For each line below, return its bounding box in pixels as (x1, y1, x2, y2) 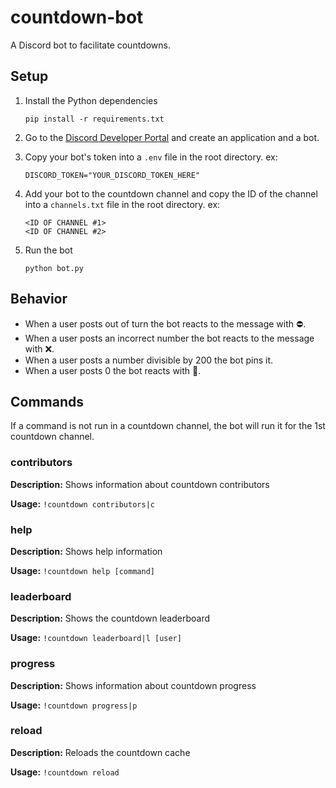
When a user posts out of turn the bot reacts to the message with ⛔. (24, 317, 307, 330)
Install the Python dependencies (24, 94, 158, 106)
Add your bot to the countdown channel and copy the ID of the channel (24, 187, 318, 200)
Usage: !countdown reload (10, 766, 120, 778)
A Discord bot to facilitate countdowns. (10, 39, 171, 51)
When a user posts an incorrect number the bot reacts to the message (24, 332, 315, 344)
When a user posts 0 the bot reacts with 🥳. (24, 364, 202, 376)
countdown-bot (10, 6, 144, 29)
